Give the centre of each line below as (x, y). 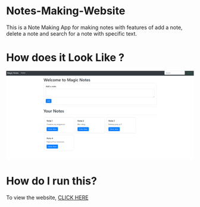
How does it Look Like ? (65, 58)
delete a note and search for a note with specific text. (72, 33)
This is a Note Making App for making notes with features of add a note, (94, 27)
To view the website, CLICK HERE (47, 198)
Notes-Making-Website (66, 11)
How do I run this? (51, 181)
